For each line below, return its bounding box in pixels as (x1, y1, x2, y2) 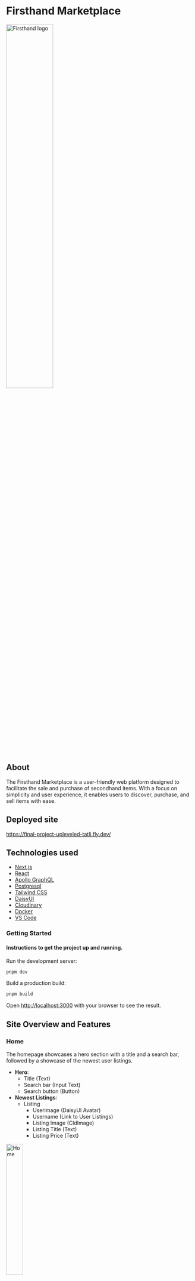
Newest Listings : (14, 1094, 58, 1101)
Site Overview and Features (6, 1019, 111, 1029)
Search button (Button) (23, 1088, 80, 1095)
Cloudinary (14, 901, 42, 909)
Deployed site (6, 815, 58, 825)
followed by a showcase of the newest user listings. (6, 1057, 133, 1064)
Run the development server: (6, 957, 77, 965)
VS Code (14, 914, 37, 922)
